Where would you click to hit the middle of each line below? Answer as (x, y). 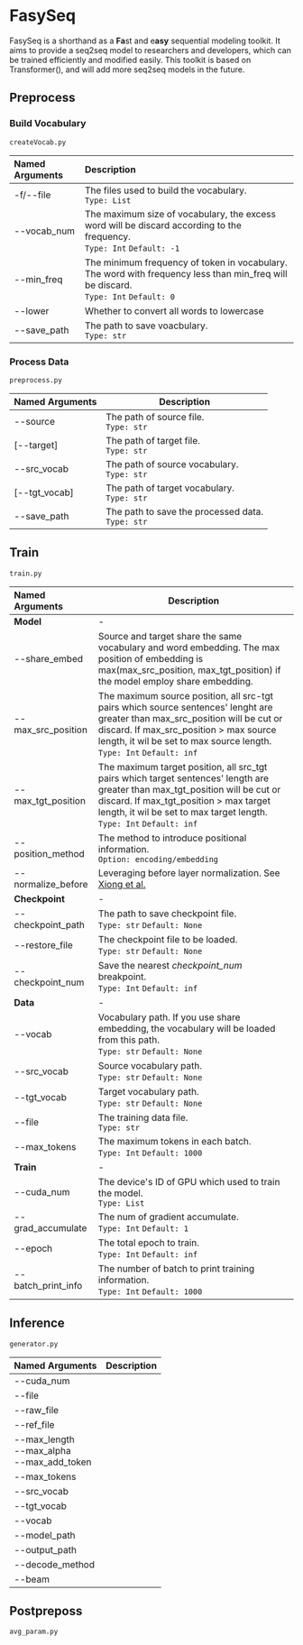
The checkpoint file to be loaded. (168, 939)
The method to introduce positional (172, 838)
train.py (26, 574)
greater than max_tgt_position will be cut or (189, 789)
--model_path (45, 1535)
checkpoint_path (50, 924)
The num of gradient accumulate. (168, 1217)
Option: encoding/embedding (158, 859)
